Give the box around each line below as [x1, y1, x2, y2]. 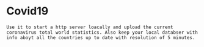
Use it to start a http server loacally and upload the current [6, 24, 173, 30]
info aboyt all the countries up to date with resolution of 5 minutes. [6, 34, 195, 40]
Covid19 [6, 4, 49, 18]
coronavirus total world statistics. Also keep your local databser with [6, 29, 199, 36]
